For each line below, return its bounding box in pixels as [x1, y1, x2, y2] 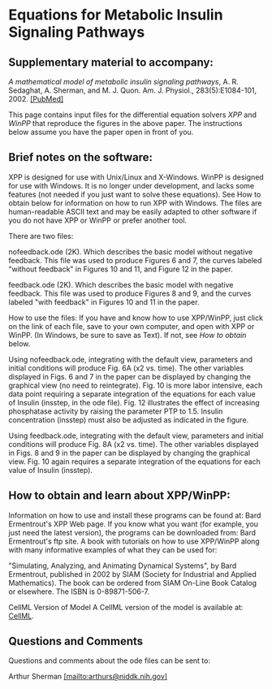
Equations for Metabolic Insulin [8, 6, 223, 24]
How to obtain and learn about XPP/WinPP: [8, 489, 231, 503]
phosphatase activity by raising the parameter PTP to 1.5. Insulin [8, 406, 223, 416]
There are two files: [8, 231, 74, 240]
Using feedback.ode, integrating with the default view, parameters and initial [8, 431, 264, 440]
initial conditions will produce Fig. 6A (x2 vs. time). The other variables [8, 363, 244, 373]
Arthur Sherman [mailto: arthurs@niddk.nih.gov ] [8, 672, 168, 682]
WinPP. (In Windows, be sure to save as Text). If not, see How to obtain [8, 330, 247, 340]
